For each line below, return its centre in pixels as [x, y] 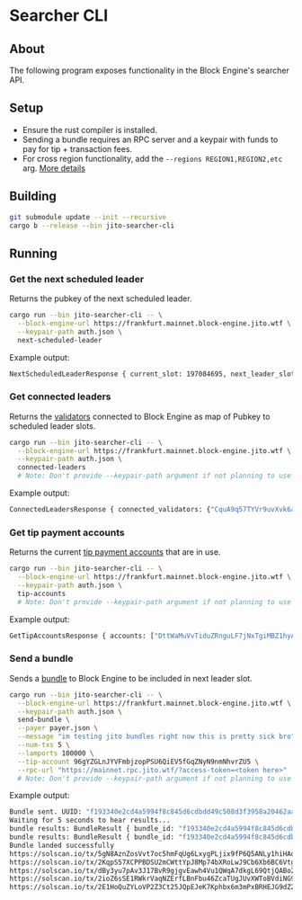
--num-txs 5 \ [44, 745]
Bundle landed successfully [62, 845]
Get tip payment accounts [67, 532]
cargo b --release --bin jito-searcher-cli [92, 226]
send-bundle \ [44, 720]
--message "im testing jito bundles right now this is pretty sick [147, 737]
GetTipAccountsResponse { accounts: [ [82, 636]
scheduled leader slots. [53, 426]
